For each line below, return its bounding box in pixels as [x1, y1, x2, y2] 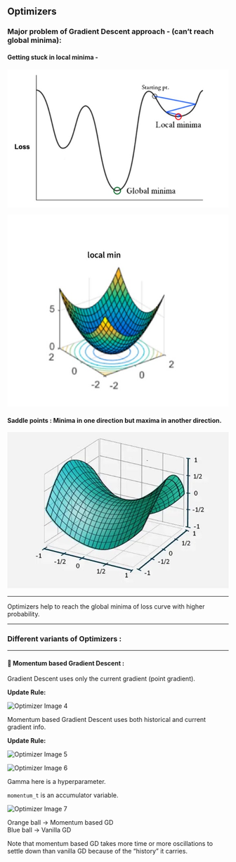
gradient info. [7, 723, 46, 731]
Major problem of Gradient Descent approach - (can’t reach [7, 27, 214, 37]
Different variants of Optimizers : [7, 633, 122, 643]
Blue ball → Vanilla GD [7, 826, 72, 835]
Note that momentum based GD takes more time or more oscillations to [7, 839, 213, 848]
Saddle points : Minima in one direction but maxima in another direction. [7, 416, 222, 424]
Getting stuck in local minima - [7, 53, 98, 61]
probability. [7, 609, 40, 618]
